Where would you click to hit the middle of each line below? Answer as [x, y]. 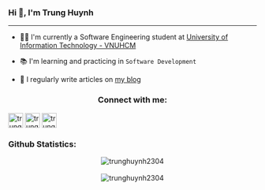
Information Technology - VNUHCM [78, 46]
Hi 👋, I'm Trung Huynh [51, 13]
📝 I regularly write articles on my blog [80, 80]
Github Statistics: [42, 143]
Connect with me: [132, 100]
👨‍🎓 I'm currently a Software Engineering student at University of [124, 37]
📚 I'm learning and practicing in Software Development [108, 61]
